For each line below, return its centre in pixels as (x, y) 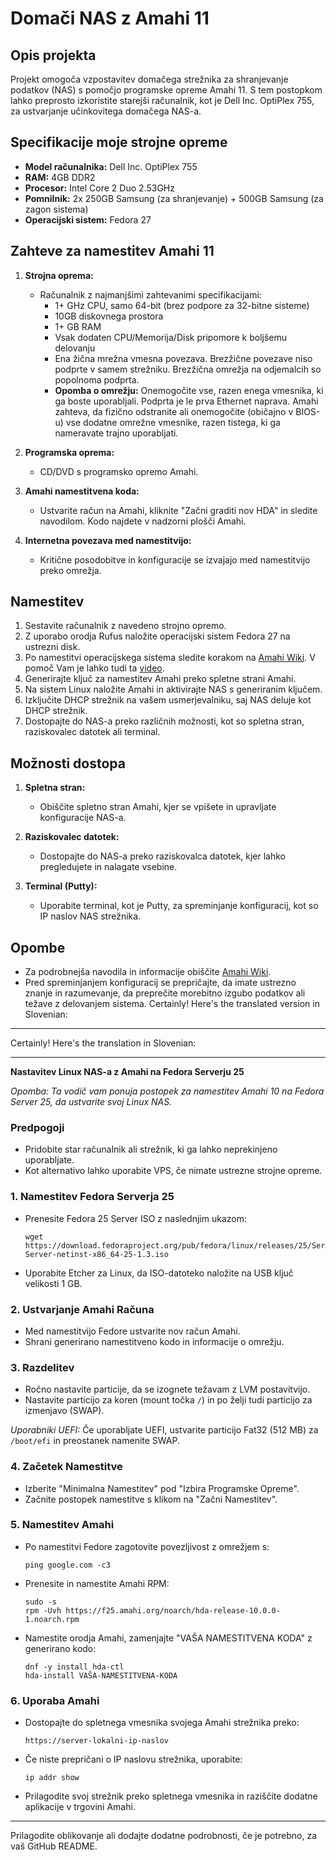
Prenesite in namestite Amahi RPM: (97, 1583)
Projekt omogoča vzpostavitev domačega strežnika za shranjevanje (149, 79)
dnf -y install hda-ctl (74, 1667)
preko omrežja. (70, 570)
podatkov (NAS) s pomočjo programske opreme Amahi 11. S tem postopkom (166, 90)
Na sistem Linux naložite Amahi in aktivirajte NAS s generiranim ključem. (173, 689)
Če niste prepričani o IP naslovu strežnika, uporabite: (133, 1759)
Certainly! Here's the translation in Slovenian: (103, 1043)
